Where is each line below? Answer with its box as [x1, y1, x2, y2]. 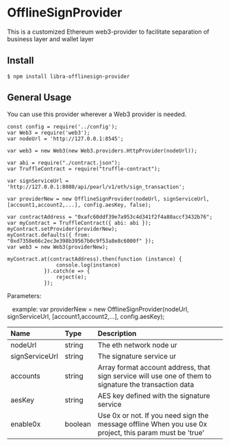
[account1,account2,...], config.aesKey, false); [7, 201, 152, 208]
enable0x [10, 419, 41, 429]
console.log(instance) [55, 261, 121, 269]
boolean [64, 419, 91, 429]
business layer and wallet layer [7, 34, 94, 43]
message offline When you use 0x [97, 419, 207, 429]
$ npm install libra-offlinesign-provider [7, 73, 130, 80]
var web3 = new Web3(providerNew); [7, 243, 109, 250]
